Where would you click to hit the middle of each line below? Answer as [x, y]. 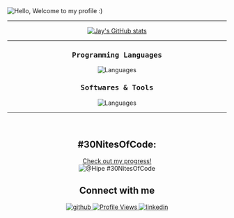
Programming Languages [117, 55]
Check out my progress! [117, 161]
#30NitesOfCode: [117, 144]
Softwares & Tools [117, 88]
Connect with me [117, 190]
